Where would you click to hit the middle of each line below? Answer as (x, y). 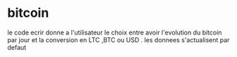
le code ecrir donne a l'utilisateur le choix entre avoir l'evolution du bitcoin (115, 32)
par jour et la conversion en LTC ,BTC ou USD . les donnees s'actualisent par (119, 39)
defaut (17, 47)
